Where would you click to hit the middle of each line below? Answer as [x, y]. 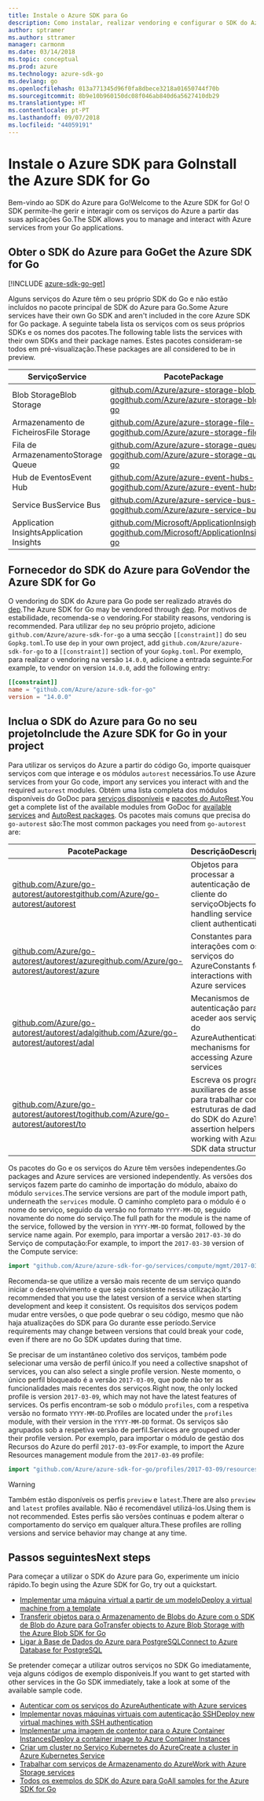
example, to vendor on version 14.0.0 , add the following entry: [109, 668]
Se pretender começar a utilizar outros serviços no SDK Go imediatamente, [130, 1665]
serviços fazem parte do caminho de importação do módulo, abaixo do [123, 1185]
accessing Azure [222, 1057]
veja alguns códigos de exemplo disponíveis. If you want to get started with [129, 1674]
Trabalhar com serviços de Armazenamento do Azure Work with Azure [133, 1764]
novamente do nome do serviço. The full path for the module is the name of [130, 1218]
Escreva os [211, 1079]
